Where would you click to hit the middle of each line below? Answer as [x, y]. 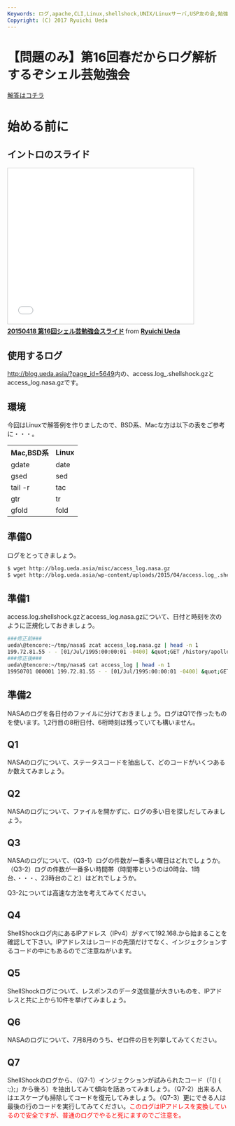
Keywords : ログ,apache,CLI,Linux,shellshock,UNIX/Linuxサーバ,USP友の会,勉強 [118, 14]
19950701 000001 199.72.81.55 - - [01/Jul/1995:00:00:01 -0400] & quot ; [114, 671]
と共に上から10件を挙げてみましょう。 [74, 1000]
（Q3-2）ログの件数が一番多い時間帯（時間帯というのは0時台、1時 [104, 869]
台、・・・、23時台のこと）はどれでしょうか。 [74, 878]
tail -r [20, 488]
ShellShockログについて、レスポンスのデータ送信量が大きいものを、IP [108, 991]
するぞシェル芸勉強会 [69, 75]
